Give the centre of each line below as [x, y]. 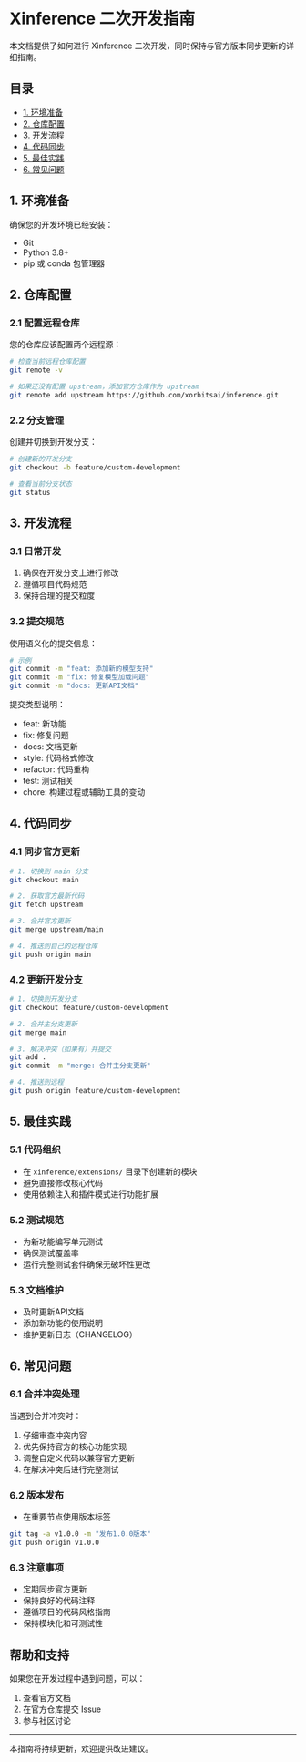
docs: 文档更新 [51, 747]
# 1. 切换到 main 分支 [49, 871]
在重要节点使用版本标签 [66, 1517]
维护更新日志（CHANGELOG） [80, 1334]
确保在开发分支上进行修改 [71, 573]
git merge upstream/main [56, 930]
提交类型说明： [37, 705]
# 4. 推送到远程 [37, 1082]
